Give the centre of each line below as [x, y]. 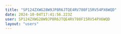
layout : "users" [22, 24]
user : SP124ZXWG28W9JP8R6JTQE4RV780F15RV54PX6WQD [58, 19]
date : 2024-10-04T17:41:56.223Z [39, 14]
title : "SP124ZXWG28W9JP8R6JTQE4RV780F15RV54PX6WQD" [61, 10]
